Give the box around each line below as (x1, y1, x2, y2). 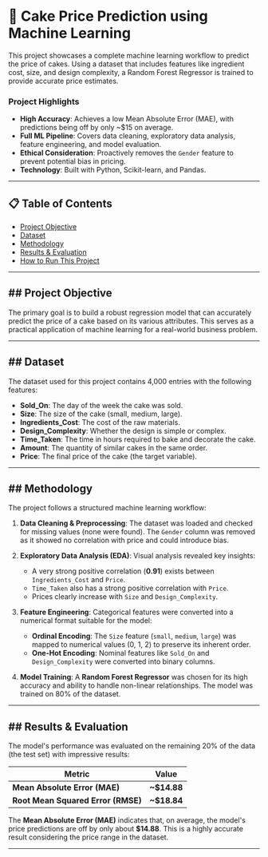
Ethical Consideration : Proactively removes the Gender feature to (19, 148, 234, 158)
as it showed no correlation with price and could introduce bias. (19, 535, 230, 546)
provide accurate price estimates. (8, 76, 119, 85)
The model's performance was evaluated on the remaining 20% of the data (8, 741, 256, 751)
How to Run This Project (19, 256, 100, 266)
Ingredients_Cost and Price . (31, 575, 126, 585)
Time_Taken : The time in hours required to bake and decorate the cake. (19, 434, 257, 444)
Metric (64, 768, 90, 780)
